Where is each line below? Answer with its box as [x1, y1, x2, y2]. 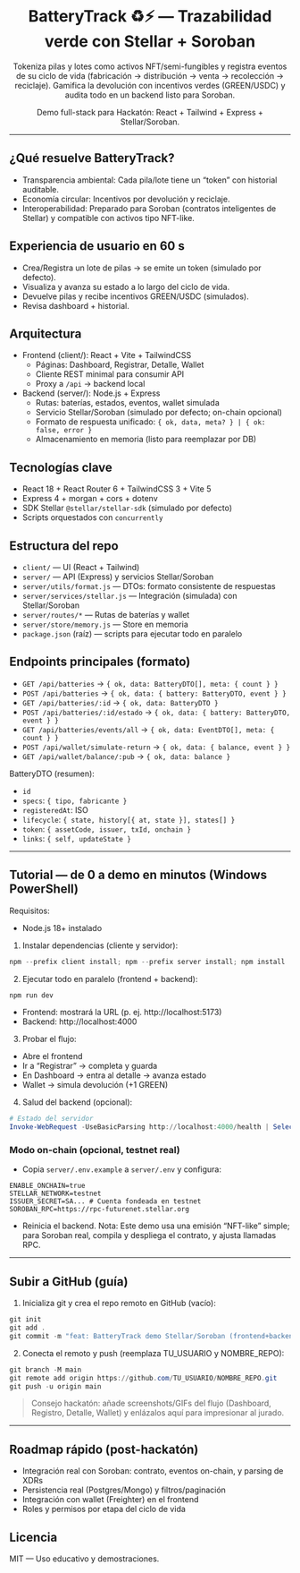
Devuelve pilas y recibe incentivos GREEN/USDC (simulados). [21, 291, 249, 302]
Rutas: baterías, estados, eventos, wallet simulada [35, 398, 221, 408]
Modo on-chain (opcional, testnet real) [9, 1144, 180, 1157]
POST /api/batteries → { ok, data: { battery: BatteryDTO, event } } [21, 688, 287, 698]
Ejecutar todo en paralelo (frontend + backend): [21, 973, 198, 984]
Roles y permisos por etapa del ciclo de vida [21, 1504, 186, 1515]
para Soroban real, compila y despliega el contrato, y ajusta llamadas [21, 1230, 277, 1241]
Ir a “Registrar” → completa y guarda [21, 1061, 158, 1072]
